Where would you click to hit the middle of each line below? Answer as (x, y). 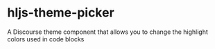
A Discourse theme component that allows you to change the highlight (108, 32)
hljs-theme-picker (61, 13)
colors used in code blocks (46, 39)
